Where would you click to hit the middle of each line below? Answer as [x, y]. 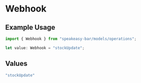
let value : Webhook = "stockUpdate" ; [45, 48]
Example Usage [30, 27]
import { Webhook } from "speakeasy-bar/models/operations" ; [71, 39]
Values [16, 64]
